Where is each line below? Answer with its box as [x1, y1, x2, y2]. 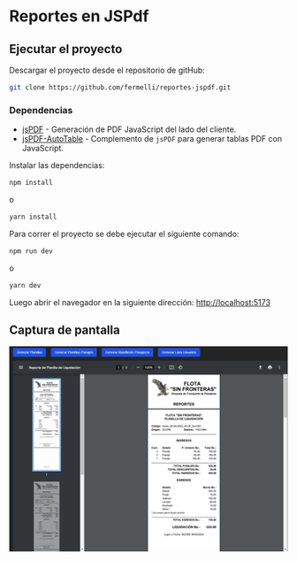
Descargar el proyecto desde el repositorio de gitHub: [9, 65, 205, 75]
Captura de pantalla [9, 323, 121, 338]
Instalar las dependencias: [9, 160, 105, 171]
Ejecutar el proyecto [9, 42, 123, 57]
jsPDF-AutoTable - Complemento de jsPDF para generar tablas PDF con [21, 134, 283, 144]
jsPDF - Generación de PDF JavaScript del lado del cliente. [21, 124, 237, 134]
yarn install [9, 212, 57, 222]
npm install [9, 179, 53, 188]
